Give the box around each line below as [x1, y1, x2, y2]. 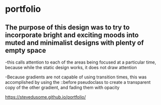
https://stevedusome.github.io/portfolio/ [5, 94, 86, 100]
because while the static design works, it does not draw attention [5, 65, 137, 70]
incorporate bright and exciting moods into [5, 31, 139, 39]
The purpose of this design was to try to [5, 23, 130, 32]
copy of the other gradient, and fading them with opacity [5, 85, 120, 90]
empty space [5, 46, 46, 55]
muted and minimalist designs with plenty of [5, 38, 144, 47]
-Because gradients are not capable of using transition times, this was [5, 74, 147, 80]
